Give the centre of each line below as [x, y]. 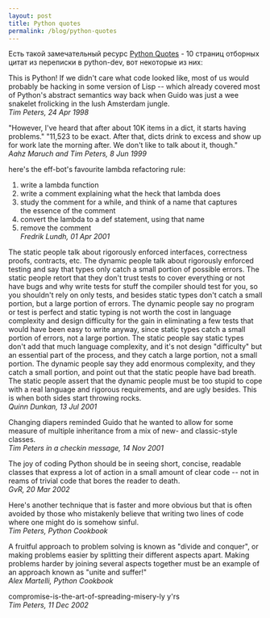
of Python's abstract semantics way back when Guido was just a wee [124, 95]
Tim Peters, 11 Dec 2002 [48, 605]
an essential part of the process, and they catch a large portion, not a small [133, 355]
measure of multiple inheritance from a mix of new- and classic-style [123, 431]
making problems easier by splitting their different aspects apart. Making [129, 555]
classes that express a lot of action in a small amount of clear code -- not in [134, 473]
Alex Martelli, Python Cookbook [61, 581]
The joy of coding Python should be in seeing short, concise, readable [125, 464]
